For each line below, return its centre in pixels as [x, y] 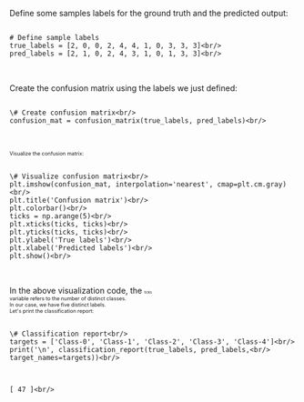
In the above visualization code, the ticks [81, 291]
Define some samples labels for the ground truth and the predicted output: [149, 13]
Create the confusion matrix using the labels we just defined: [124, 88]
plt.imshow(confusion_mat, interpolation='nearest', [111, 185]
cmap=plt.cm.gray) [252, 185]
